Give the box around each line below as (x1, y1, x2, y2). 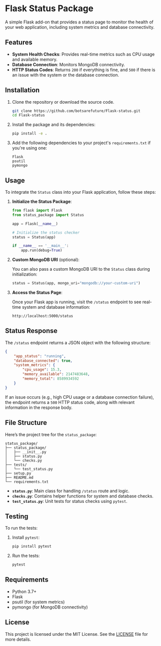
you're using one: (12, 145, 48, 151)
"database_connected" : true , (14, 358, 73, 363)
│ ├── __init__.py (5, 449, 47, 454)
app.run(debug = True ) (21, 248, 63, 253)
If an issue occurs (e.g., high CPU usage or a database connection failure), (5, 394, 154, 400)
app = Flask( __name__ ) (12, 221, 58, 226)
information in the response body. (5, 405, 73, 410)
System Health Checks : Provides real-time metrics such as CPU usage (12, 51, 155, 57)
